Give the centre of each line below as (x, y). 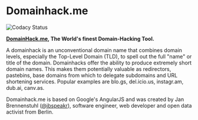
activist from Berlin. (30, 112)
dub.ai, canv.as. (25, 87)
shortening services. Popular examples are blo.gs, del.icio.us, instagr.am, (95, 82)
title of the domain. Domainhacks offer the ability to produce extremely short (99, 63)
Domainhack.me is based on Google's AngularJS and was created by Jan (95, 99)
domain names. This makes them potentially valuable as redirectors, (89, 69)
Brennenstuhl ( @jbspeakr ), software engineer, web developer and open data (99, 105)
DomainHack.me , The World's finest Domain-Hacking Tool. (80, 38)
